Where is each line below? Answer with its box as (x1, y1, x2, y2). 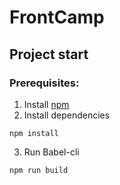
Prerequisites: (9, 76, 80, 90)
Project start (9, 46, 89, 63)
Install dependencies (23, 109, 111, 121)
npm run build (9, 165, 69, 175)
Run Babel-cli (23, 146, 80, 158)
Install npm (23, 98, 70, 110)
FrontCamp (9, 6, 105, 29)
